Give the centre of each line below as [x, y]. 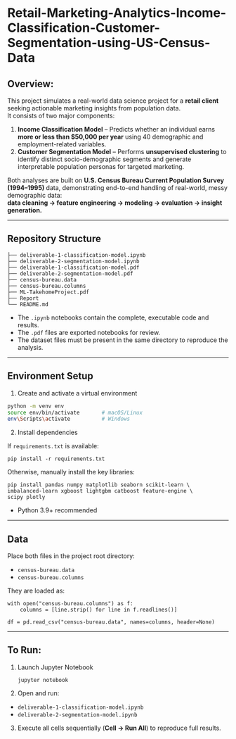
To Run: [25, 650]
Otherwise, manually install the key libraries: [71, 472]
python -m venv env [36, 406]
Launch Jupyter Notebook [55, 667]
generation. [25, 210]
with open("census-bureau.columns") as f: [70, 604]
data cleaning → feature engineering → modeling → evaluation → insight [115, 203]
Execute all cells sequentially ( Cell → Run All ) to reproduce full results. [119, 728]
